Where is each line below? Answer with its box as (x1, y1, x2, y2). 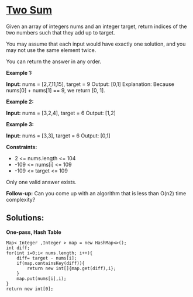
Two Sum (6, 4, 53, 17)
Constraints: (6, 143, 37, 150)
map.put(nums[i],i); (16, 275, 67, 281)
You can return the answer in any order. (6, 58, 101, 65)
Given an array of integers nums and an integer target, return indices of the (6, 23, 187, 30)
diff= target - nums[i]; (16, 255, 77, 261)
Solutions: (6, 213, 44, 223)
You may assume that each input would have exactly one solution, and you (6, 40, 186, 47)
